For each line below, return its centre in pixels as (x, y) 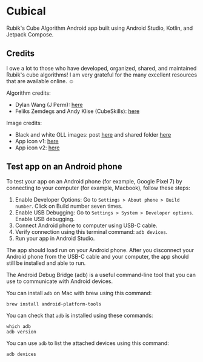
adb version (21, 332)
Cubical (26, 11)
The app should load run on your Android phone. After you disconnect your (100, 250)
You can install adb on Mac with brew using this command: (79, 293)
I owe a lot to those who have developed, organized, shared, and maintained (101, 68)
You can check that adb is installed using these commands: (80, 315)
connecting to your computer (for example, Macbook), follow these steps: (98, 188)
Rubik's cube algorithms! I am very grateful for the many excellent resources (102, 75)
